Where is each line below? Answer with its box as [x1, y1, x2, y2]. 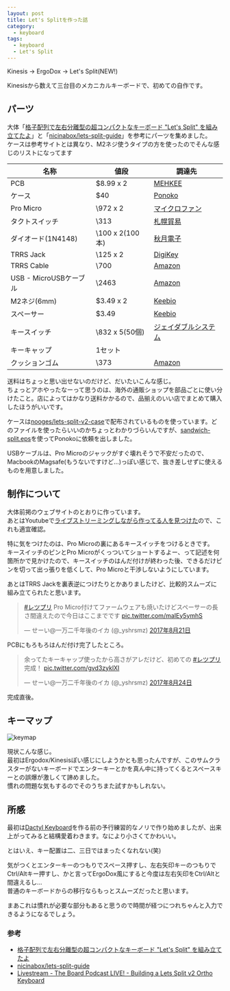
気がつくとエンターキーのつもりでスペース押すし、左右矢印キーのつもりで [7, 861, 217, 870]
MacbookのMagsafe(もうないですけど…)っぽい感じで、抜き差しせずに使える [7, 457, 223, 466]
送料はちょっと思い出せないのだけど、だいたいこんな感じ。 [7, 377, 175, 385]
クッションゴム [10, 358, 60, 368]
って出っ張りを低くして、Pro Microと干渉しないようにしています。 [25, 565, 213, 573]
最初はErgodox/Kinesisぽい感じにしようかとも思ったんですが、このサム [7, 756, 209, 765]
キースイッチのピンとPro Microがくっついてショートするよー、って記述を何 [7, 548, 220, 556]
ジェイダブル [153, 322, 195, 331]
